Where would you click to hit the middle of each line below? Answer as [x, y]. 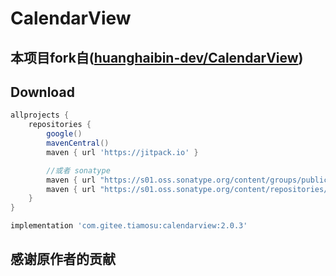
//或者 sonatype [78, 170]
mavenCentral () [78, 143]
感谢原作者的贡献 [63, 259]
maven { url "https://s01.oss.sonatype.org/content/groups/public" [189, 180]
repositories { [60, 125]
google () [64, 134]
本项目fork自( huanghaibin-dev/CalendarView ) [157, 57]
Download [42, 92]
